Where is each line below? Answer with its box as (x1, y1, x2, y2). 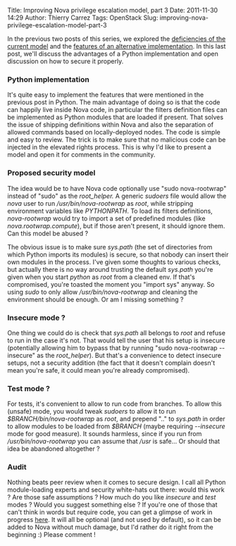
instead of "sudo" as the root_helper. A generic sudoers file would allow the (7, 192, 227, 200)
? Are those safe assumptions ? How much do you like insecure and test (7, 493, 216, 502)
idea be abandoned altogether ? (7, 445, 100, 453)
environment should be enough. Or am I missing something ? (7, 295, 184, 304)
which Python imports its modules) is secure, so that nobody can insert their (7, 250, 229, 259)
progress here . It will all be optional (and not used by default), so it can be (7, 516, 222, 524)
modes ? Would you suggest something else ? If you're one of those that (7, 500, 218, 509)
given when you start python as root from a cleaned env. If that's (7, 273, 195, 281)
